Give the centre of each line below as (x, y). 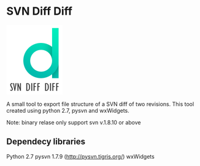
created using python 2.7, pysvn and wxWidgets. (68, 110)
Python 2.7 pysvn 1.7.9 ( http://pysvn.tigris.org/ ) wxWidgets (80, 156)
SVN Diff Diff (39, 11)
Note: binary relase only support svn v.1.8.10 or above (74, 122)
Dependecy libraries (46, 142)
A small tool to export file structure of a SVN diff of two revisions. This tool (100, 104)
